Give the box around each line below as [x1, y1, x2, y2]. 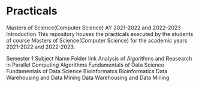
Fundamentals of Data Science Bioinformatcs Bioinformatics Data [6, 67, 168, 74]
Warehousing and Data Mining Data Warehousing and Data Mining [6, 74, 170, 81]
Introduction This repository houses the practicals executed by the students [6, 30, 194, 37]
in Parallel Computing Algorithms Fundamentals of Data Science [6, 61, 165, 68]
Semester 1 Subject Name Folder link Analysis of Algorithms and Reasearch [6, 55, 192, 62]
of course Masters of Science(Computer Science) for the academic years [6, 37, 188, 44]
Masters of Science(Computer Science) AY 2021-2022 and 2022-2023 [6, 24, 181, 31]
